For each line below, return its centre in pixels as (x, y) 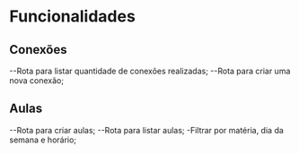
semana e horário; (43, 140)
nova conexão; (37, 81)
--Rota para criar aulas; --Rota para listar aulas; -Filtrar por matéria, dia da (147, 130)
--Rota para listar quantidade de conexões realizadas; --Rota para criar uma (150, 71)
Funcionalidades (73, 17)
